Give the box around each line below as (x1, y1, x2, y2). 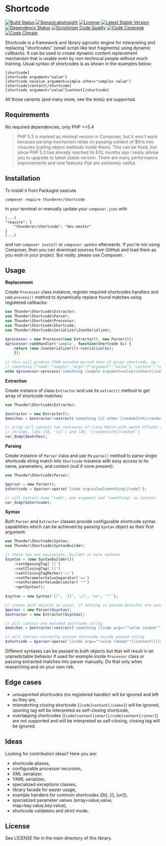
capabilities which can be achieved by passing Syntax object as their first (5, 524, 154, 530)
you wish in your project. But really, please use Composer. (5, 252, 124, 258)
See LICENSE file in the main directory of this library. (5, 835, 112, 841)
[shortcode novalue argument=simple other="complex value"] (5, 79, 132, 84)
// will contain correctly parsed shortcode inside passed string (5, 635, 145, 640)
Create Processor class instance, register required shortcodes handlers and (5, 289, 159, 295)
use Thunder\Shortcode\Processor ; (5, 319, 77, 324)
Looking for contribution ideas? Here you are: (5, 750, 98, 757)
